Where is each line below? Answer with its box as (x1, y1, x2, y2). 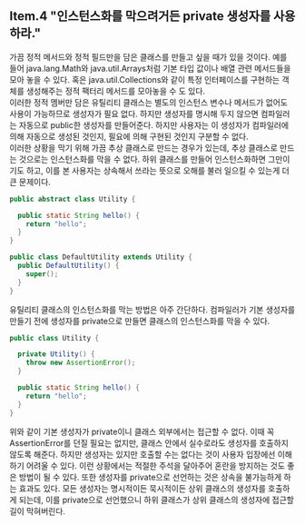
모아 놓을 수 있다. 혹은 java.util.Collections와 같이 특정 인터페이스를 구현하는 (9, 74, 280, 84)
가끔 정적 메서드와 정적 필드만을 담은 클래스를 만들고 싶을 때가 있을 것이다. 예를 (9, 51, 288, 62)
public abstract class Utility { (9, 194, 136, 203)
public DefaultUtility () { (17, 262, 120, 271)
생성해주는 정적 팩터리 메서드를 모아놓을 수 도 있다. (25, 85, 206, 96)
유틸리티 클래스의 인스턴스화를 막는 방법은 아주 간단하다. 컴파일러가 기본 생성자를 (9, 303, 296, 315)
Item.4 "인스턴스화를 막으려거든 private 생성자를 (9, 8, 271, 25)
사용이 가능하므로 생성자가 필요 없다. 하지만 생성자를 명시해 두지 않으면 (9, 108, 259, 119)
